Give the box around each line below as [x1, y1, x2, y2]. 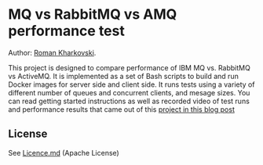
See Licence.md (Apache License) [8, 148, 119, 157]
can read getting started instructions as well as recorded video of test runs [8, 96, 250, 106]
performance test [8, 22, 126, 40]
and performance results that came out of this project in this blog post [8, 104, 236, 114]
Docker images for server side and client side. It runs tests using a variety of [8, 80, 255, 89]
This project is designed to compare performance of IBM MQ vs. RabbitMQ [8, 63, 251, 72]
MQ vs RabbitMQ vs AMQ [8, 5, 177, 23]
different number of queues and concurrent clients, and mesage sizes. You [8, 88, 250, 97]
